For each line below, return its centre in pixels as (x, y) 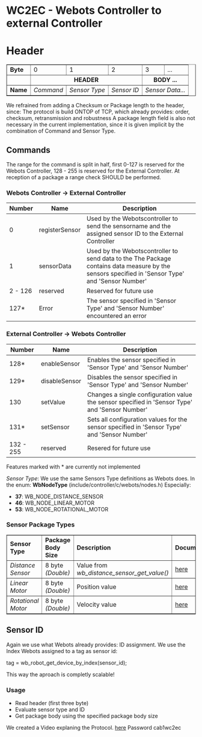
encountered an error (117, 316)
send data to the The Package (129, 259)
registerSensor (60, 230)
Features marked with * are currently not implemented (73, 467)
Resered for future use (119, 448)
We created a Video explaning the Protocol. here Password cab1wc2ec (94, 727)
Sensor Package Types (41, 525)
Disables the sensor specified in (132, 377)
